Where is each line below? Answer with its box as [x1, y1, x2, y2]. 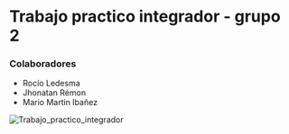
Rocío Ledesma [22, 78, 81, 89]
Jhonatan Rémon [22, 87, 87, 98]
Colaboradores [9, 58, 77, 70]
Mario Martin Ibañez [22, 97, 98, 108]
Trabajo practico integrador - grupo [9, 6, 282, 27]
